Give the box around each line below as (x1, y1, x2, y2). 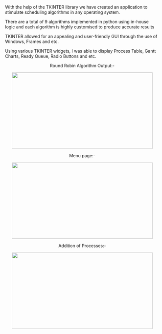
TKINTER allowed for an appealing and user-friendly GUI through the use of (5, 34, 158, 39)
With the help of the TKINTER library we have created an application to (5, 4, 148, 10)
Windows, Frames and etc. (5, 39, 59, 44)
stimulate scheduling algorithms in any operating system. (5, 9, 120, 15)
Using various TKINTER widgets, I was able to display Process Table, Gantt (5, 48, 156, 54)
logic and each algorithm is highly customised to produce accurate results (5, 24, 155, 30)
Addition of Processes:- (58, 243, 106, 249)
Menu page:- (69, 153, 95, 158)
